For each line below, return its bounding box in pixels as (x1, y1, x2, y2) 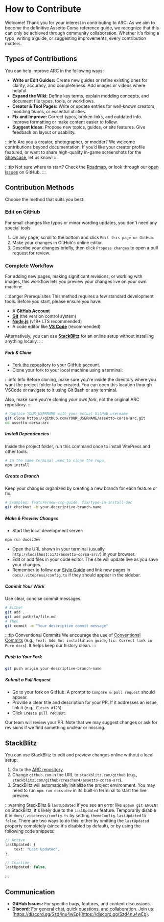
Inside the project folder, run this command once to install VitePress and (5, 443, 151, 449)
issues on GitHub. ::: (5, 169, 46, 175)
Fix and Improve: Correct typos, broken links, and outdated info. (12, 114, 142, 120)
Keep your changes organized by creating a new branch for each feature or (5, 485, 158, 491)
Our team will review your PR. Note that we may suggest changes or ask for (5, 720, 158, 725)
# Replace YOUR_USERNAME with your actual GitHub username (5, 411, 128, 416)
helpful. (12, 87, 28, 94)
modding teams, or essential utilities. (12, 108, 87, 114)
